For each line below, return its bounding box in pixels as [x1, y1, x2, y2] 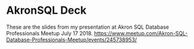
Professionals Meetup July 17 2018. [6, 29, 93, 36]
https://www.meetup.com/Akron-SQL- [94, 29, 188, 36]
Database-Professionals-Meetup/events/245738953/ [6, 36, 137, 43]
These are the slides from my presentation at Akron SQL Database [6, 23, 170, 30]
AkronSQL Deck [6, 4, 87, 17]
